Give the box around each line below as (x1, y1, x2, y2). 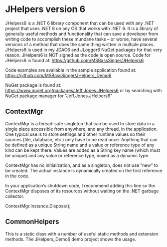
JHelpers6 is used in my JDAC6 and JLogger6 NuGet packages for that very (5, 47, 163, 53)
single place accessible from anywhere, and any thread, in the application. (5, 126, 158, 132)
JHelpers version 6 (5, 4, 86, 15)
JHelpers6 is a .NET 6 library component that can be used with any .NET (5, 20, 155, 26)
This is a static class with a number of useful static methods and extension (5, 230, 159, 236)
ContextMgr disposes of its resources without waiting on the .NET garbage (5, 188, 159, 194)
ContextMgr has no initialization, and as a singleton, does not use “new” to (5, 162, 159, 168)
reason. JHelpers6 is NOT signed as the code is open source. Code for (5, 52, 151, 58)
